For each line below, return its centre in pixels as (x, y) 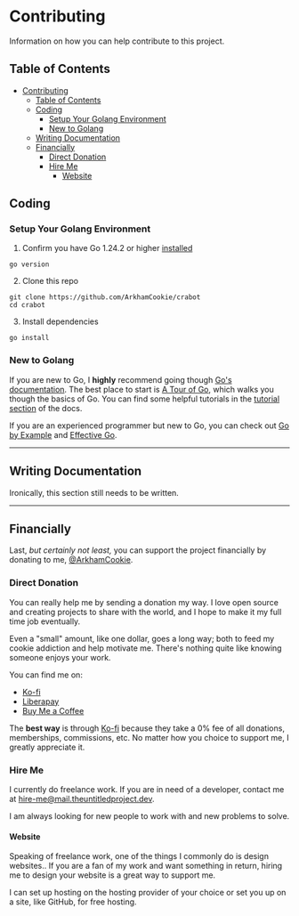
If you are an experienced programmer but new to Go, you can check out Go (149, 426)
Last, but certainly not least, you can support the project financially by (138, 550)
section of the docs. (46, 408)
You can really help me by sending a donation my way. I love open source (144, 602)
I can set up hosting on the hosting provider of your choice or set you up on (148, 893)
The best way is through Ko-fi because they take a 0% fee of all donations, (147, 728)
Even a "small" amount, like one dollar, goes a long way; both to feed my (142, 638)
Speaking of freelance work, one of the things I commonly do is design (139, 856)
